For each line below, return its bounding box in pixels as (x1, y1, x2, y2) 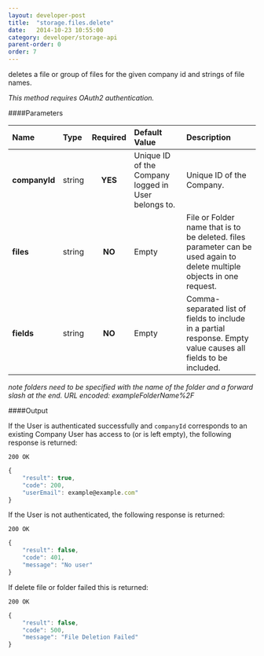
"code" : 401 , (22, 554, 65, 562)
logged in (134, 180, 169, 190)
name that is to (185, 222, 241, 233)
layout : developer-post (8, 11, 86, 20)
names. (8, 78, 32, 87)
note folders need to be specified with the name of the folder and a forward (8, 383, 254, 391)
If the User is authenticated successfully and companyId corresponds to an (8, 421, 247, 431)
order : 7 (8, 48, 37, 56)
